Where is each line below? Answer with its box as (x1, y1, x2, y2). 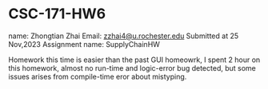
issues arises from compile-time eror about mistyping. (8, 72, 187, 81)
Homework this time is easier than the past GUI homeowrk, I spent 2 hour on (8, 55, 261, 64)
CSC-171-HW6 (8, 5, 106, 23)
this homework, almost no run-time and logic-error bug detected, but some (8, 63, 256, 72)
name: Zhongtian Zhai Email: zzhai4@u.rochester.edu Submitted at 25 (8, 31, 239, 41)
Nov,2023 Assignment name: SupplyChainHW (8, 39, 160, 48)
